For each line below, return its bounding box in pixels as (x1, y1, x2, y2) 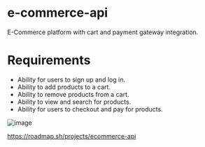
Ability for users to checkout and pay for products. (17, 105, 163, 113)
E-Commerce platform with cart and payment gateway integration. (7, 28, 199, 36)
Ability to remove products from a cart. (17, 90, 129, 98)
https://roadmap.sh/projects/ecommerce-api (7, 132, 136, 140)
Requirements (7, 52, 91, 68)
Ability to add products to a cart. (17, 82, 111, 91)
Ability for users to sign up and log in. (17, 75, 126, 84)
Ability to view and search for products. (17, 98, 132, 106)
